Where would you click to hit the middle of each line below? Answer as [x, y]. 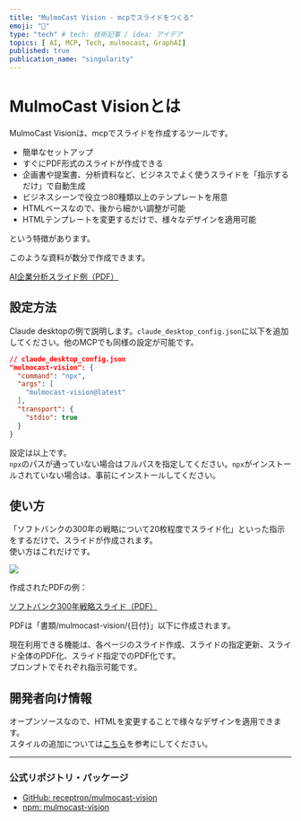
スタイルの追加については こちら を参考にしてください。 [111, 744]
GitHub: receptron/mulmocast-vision [90, 798]
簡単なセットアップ [58, 152]
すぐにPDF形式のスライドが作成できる [93, 163]
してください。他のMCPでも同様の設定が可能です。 [104, 342]
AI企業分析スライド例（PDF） [64, 276]
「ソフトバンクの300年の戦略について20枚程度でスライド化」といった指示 [147, 529]
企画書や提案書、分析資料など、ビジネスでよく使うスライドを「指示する [155, 174]
